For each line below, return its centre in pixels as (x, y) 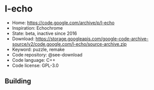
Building (18, 81)
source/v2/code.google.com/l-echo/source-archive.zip (69, 44)
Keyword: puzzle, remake (38, 49)
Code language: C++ (34, 60)
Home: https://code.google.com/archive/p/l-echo (63, 23)
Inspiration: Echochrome (37, 28)
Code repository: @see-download (47, 55)
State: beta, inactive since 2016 (45, 33)
